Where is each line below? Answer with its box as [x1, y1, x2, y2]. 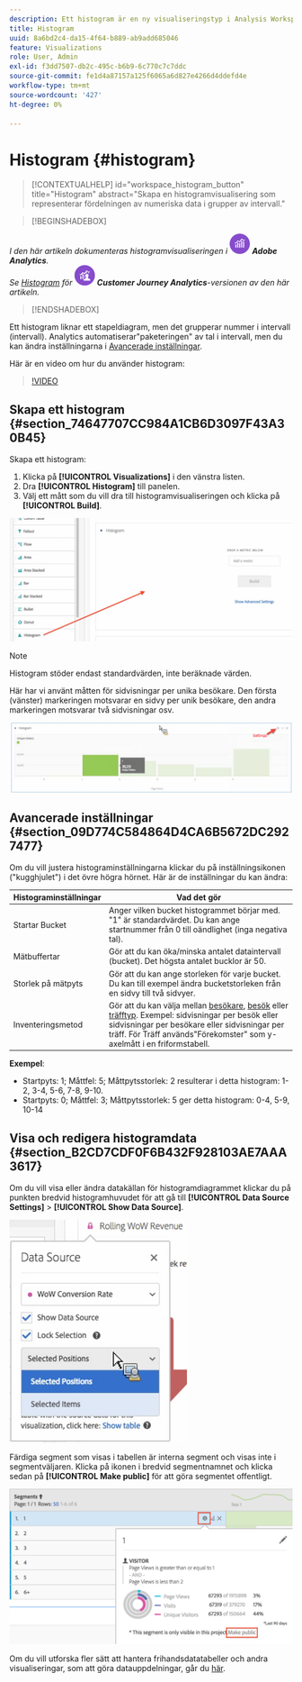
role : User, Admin [9, 52, 78, 62]
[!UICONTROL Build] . [22, 500, 102, 511]
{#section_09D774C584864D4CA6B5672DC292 [9, 824, 289, 840]
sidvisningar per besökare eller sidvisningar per [109, 1019, 285, 1030]
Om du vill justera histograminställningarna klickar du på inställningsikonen [9, 862, 286, 873]
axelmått [109, 1038, 141, 1049]
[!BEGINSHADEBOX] [31, 216, 107, 227]
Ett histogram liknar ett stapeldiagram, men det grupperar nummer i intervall [9, 322, 290, 332]
